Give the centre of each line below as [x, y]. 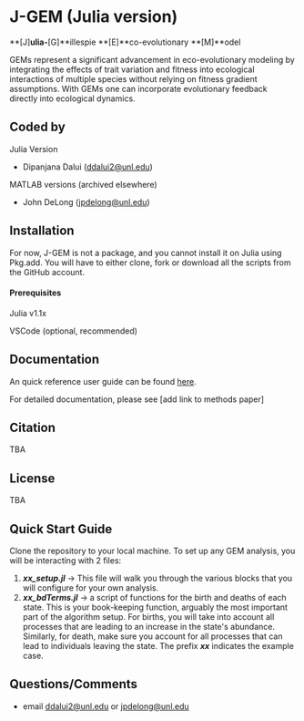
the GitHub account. [47, 272]
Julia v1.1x [28, 313]
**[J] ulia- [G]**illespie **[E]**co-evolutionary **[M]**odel [125, 42]
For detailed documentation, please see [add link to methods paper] [137, 399]
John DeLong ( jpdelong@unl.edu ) [86, 201]
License [32, 478]
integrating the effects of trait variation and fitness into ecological [132, 69]
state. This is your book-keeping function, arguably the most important [155, 607]
